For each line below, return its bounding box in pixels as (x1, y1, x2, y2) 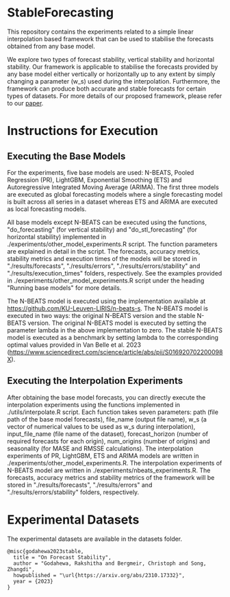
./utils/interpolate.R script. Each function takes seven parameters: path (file (7, 408, 219, 416)
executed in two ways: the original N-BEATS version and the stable (7, 311, 196, 319)
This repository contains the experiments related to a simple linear (7, 27, 194, 36)
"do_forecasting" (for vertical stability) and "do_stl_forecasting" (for (7, 225, 197, 234)
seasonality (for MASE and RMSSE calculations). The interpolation (7, 444, 194, 452)
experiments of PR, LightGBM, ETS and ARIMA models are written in (7, 451, 200, 460)
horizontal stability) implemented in (7, 232, 107, 241)
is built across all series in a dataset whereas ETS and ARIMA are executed (7, 197, 218, 206)
